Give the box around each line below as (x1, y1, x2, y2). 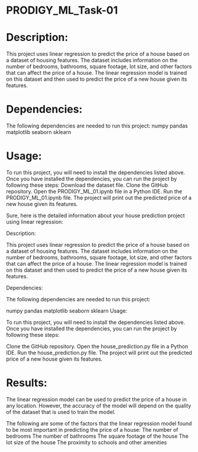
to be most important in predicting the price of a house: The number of (6, 426, 178, 433)
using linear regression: (6, 218, 64, 225)
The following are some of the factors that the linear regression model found (6, 419, 192, 427)
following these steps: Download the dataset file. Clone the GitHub (6, 182, 168, 189)
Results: (6, 376, 47, 390)
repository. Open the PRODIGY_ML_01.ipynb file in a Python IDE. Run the (6, 188, 183, 195)
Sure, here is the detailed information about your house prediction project (6, 212, 185, 219)
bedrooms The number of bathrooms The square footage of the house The (6, 432, 189, 440)
